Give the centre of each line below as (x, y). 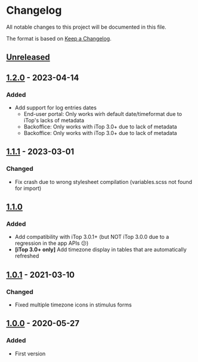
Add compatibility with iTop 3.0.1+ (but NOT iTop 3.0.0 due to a (92, 237)
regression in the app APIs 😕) (52, 243)
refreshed (27, 256)
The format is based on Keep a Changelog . (59, 38)
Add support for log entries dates (56, 108)
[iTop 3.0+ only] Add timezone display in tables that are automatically (100, 250)
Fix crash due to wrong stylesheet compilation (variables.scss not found (103, 182)
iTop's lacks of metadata (54, 121)
